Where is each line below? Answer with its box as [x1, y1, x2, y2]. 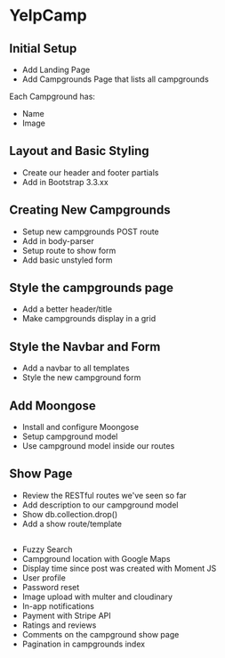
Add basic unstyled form [21, 255, 113, 265]
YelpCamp [9, 5, 87, 26]
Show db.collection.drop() [21, 508, 118, 519]
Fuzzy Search [21, 544, 73, 555]
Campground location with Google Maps [21, 554, 171, 565]
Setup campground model [21, 431, 118, 442]
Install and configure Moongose [21, 422, 140, 433]
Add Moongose [9, 398, 96, 413]
